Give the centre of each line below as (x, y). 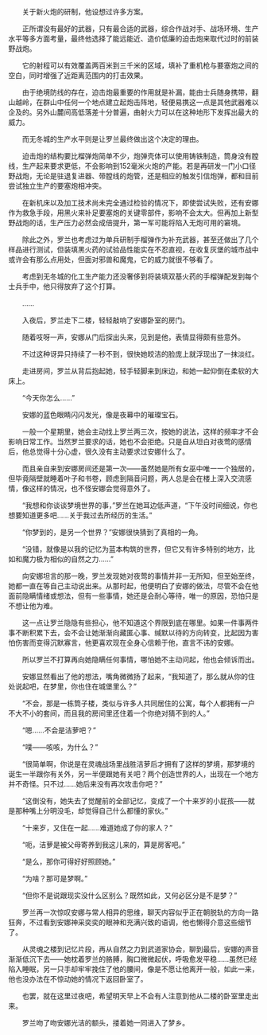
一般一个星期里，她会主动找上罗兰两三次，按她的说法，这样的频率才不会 (140, 432)
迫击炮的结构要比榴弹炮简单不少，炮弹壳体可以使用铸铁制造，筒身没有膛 (140, 156)
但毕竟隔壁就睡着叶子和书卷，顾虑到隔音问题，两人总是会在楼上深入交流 (126, 478)
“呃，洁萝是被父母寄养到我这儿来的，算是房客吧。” (103, 845)
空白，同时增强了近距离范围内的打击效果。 (78, 75)
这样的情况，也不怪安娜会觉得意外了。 (92, 488)
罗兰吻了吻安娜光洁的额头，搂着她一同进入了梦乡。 (105, 1023)
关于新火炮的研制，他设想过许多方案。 (85, 12)
